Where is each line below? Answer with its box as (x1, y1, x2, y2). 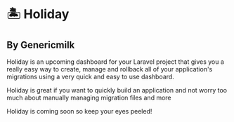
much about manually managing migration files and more (6, 93, 171, 102)
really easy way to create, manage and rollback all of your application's (6, 65, 213, 73)
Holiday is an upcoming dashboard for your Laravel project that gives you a (6, 57, 224, 66)
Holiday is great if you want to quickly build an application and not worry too (6, 86, 228, 94)
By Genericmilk (6, 39, 75, 50)
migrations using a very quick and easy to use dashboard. (6, 72, 175, 81)
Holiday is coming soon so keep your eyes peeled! (6, 107, 152, 115)
